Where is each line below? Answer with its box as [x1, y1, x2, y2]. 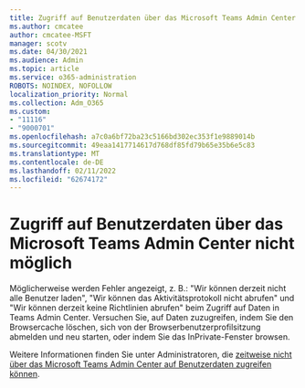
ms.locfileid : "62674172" [9, 174, 108, 184]
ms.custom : [9, 107, 51, 116]
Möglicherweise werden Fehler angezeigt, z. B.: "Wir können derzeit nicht [9, 283, 287, 294]
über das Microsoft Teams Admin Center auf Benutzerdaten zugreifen [9, 359, 272, 370]
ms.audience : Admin [9, 56, 84, 65]
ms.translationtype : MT [9, 149, 100, 158]
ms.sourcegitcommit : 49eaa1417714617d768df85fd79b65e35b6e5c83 [9, 141, 256, 150]
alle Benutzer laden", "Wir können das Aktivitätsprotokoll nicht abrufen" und [9, 293, 295, 304]
